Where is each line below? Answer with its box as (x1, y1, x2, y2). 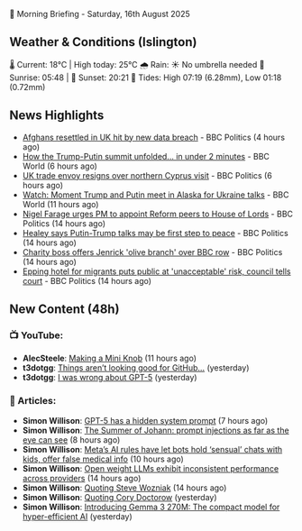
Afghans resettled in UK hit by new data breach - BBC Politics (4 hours (22, 132, 286, 142)
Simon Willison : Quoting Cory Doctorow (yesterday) (22, 491, 218, 502)
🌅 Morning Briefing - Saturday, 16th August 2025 (9, 9, 191, 19)
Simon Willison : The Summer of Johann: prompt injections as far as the (22, 425, 290, 435)
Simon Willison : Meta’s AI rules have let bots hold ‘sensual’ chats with (22, 444, 283, 454)
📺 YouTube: (9, 329, 64, 342)
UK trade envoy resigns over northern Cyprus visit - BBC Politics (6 (22, 169, 272, 180)
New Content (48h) (9, 302, 120, 317)
